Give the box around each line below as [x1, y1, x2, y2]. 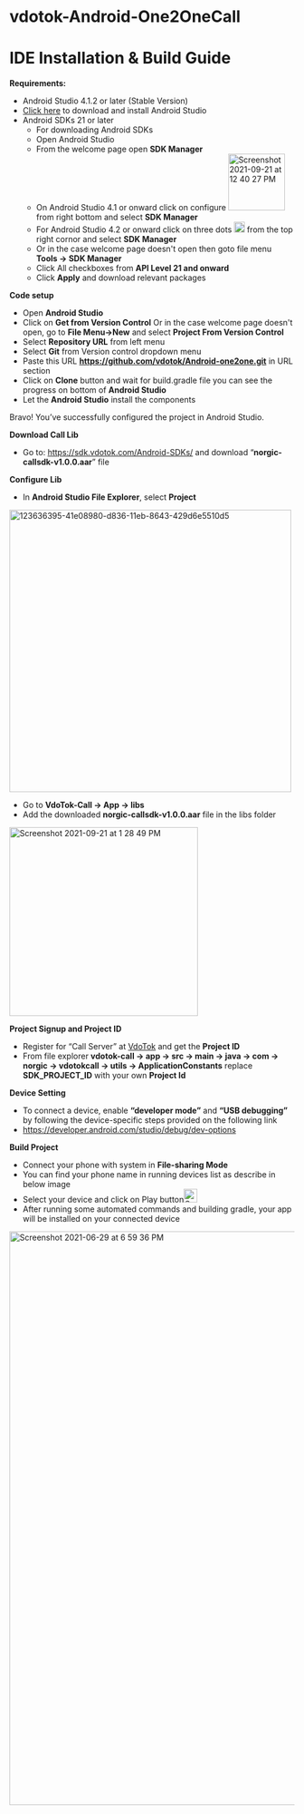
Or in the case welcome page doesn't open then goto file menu [35, 243, 272, 255]
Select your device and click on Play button [22, 1195, 185, 1205]
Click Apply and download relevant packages [35, 272, 206, 283]
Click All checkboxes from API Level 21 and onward [35, 263, 230, 274]
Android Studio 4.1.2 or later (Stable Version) [22, 95, 188, 106]
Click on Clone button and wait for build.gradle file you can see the [22, 375, 273, 386]
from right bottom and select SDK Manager [35, 211, 199, 223]
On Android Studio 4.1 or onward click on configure [35, 202, 226, 213]
